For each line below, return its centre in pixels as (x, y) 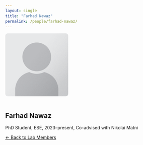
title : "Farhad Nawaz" (29, 16)
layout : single (21, 11)
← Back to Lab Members (31, 137)
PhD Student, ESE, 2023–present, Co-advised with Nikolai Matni (72, 128)
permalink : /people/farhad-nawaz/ (42, 21)
